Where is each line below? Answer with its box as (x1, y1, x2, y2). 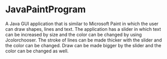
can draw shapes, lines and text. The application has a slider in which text (5, 26, 161, 32)
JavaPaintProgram (5, 4, 86, 15)
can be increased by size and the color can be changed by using (5, 31, 142, 37)
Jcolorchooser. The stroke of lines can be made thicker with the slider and (5, 37, 162, 43)
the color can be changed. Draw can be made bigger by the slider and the (5, 42, 161, 48)
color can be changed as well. (5, 48, 69, 54)
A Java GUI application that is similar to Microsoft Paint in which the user (5, 21, 159, 27)
